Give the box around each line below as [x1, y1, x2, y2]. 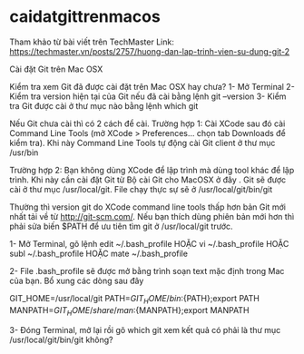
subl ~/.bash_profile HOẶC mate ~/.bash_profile [9, 248, 189, 259]
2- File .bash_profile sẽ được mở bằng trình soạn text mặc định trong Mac [9, 265, 285, 276]
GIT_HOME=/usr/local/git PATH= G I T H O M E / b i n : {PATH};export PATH [9, 292, 260, 306]
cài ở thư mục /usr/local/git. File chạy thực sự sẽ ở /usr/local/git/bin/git [9, 183, 273, 194]
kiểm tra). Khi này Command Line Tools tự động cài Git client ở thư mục [9, 137, 276, 148]
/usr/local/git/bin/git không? [9, 334, 113, 345]
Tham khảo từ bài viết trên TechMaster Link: [9, 36, 174, 47]
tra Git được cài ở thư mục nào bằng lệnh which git [9, 100, 199, 111]
